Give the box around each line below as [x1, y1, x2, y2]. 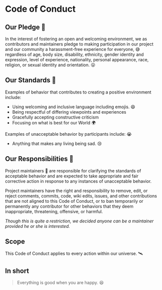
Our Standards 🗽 [5, 76, 56, 84]
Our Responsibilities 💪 [5, 155, 74, 163]
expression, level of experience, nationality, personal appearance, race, [5, 57, 149, 62]
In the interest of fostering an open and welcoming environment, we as [5, 36, 147, 42]
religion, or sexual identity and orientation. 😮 [5, 62, 96, 68]
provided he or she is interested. [5, 223, 70, 229]
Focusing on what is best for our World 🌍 [12, 120, 96, 125]
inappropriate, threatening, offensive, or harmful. [5, 208, 103, 214]
